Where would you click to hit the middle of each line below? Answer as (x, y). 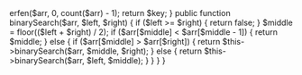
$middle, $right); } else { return (144, 51)
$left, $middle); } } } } (126, 60)
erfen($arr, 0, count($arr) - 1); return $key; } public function (120, 13)
